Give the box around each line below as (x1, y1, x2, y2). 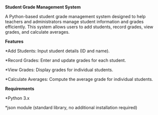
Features (5, 38, 23, 44)
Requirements (5, 86, 35, 92)
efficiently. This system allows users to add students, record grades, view (5, 24, 154, 30)
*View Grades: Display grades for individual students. (5, 67, 113, 73)
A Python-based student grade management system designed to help (5, 14, 146, 19)
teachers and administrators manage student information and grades (5, 19, 144, 24)
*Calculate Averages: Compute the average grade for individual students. (5, 77, 153, 82)
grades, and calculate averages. (5, 29, 70, 35)
